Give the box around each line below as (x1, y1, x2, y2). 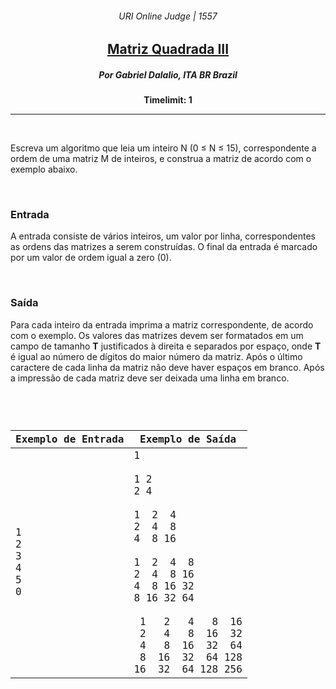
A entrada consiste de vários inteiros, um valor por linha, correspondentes (10, 230, 316, 242)
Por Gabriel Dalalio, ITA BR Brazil (98, 68, 238, 81)
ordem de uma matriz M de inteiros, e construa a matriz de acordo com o (10, 153, 312, 165)
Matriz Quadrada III (106, 41, 230, 58)
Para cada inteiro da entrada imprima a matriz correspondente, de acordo (10, 318, 314, 331)
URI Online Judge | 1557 (118, 10, 218, 22)
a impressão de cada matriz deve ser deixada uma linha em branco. (10, 372, 290, 384)
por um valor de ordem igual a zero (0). (10, 252, 172, 264)
